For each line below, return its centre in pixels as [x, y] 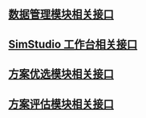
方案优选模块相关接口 [61, 74]
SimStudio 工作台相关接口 [73, 44]
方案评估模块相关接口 [61, 104]
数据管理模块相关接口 [61, 14]
